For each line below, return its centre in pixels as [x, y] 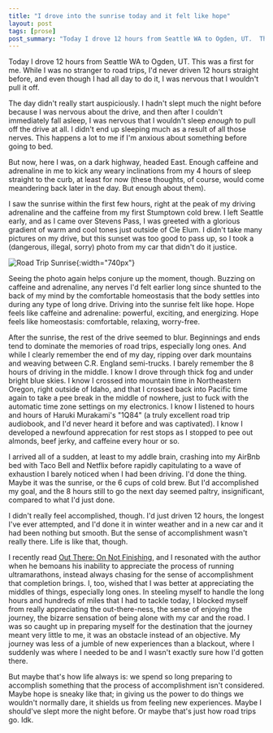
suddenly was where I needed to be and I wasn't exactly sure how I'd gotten [136, 653]
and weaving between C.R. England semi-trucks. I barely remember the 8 [131, 363]
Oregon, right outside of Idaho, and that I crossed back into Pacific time [128, 389]
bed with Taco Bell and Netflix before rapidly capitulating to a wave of [125, 466]
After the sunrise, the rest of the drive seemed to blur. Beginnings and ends [134, 337]
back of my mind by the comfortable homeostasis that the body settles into [134, 296]
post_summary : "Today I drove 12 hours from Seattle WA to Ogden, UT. [130, 39]
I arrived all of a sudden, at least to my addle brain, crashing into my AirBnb [134, 457]
